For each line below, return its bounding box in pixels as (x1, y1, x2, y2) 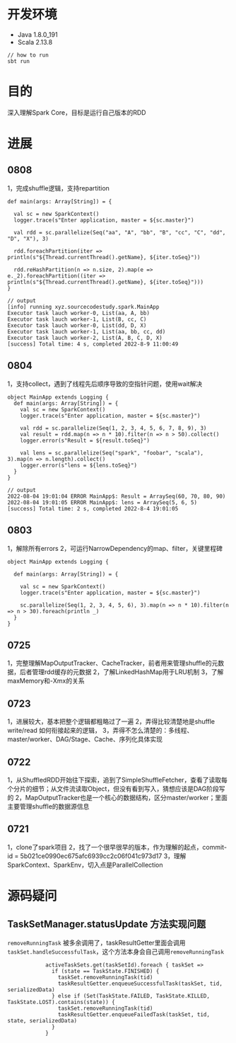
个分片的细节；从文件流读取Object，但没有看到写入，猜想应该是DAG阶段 (7, 784, 219, 793)
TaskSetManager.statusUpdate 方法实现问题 (7, 918, 206, 930)
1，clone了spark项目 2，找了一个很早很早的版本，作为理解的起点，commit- (7, 843, 228, 851)
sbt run (7, 57, 30, 64)
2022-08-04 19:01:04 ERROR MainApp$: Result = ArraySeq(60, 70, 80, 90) (7, 493, 226, 500)
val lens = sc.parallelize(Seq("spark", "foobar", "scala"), (20, 449, 203, 457)
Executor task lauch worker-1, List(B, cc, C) (7, 316, 147, 323)
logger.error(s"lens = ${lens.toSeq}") (20, 462, 138, 469)
